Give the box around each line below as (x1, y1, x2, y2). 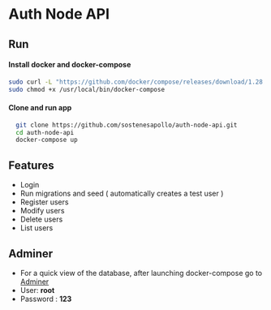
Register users (19, 197, 69, 207)
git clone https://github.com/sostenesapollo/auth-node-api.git (15, 121, 238, 129)
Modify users (19, 206, 65, 216)
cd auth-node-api (15, 128, 75, 136)
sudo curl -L (8, 78, 53, 86)
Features (8, 158, 54, 172)
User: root (19, 285, 55, 295)
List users (19, 223, 54, 233)
